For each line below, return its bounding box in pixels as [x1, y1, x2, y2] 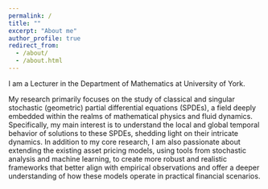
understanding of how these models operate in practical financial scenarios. [8, 171, 261, 181]
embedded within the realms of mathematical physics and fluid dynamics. [8, 111, 254, 121]
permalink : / [8, 11, 52, 20]
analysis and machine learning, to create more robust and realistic [8, 154, 228, 163]
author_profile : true [8, 34, 81, 43]
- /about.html [15, 57, 63, 65]
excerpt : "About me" [8, 27, 78, 35]
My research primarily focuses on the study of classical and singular [8, 94, 235, 104]
